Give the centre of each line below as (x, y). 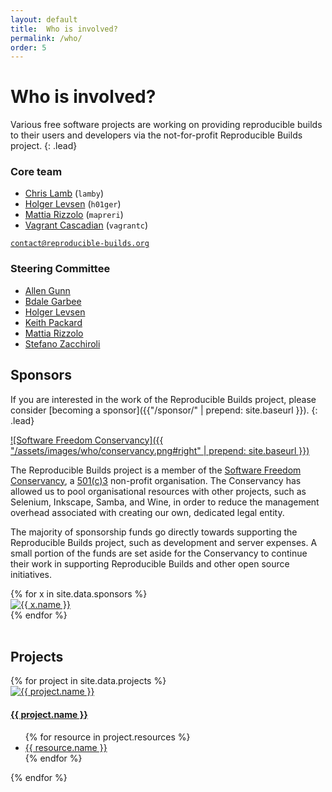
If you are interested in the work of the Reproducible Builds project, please (163, 399)
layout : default (44, 19)
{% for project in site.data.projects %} (88, 681)
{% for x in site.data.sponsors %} (79, 593)
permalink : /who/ (46, 38)
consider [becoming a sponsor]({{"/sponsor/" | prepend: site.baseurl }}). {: (164, 410)
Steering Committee (60, 269)
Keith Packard (53, 322)
